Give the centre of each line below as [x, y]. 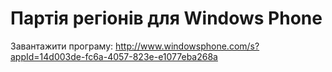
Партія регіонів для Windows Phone [166, 18]
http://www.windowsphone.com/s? [187, 46]
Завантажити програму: [62, 46]
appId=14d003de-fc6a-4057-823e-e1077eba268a [114, 56]
